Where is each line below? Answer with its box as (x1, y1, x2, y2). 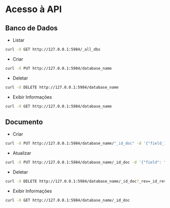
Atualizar (12, 150, 31, 156)
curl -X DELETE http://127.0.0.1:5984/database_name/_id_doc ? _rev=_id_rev (5, 179, 166, 184)
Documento (5, 117, 43, 126)
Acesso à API (5, 4, 62, 15)
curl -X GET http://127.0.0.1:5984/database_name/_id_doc (5, 197, 130, 203)
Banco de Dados (5, 24, 58, 32)
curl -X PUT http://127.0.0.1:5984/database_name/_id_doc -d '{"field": (5, 160, 162, 165)
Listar (12, 37, 25, 43)
